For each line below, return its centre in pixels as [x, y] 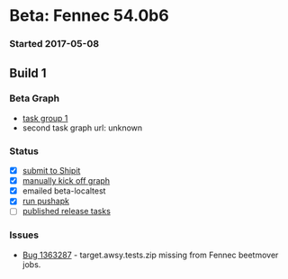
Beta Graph [35, 98]
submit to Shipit [51, 171]
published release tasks [66, 211]
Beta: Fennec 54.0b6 [89, 16]
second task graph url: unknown [82, 128]
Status [24, 151]
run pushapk [46, 201]
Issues [24, 235]
